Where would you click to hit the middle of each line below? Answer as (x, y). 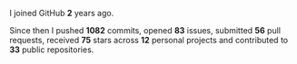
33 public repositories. (52, 50)
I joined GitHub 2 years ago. (62, 13)
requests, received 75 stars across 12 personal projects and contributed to (149, 40)
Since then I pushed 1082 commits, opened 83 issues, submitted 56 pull (145, 30)
